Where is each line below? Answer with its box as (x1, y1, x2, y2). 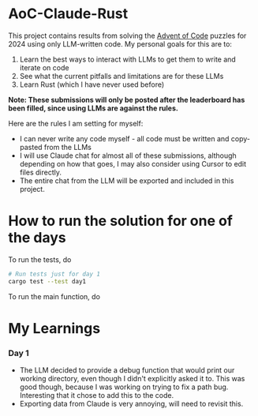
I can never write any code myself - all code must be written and (19, 133, 230, 143)
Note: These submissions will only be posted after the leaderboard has (8, 95, 245, 104)
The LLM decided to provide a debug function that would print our (19, 365, 235, 375)
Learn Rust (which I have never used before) (19, 80, 165, 89)
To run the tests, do (8, 254, 72, 264)
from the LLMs (43, 142, 92, 152)
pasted (19, 142, 43, 152)
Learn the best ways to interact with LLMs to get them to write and (19, 54, 237, 64)
